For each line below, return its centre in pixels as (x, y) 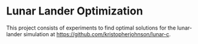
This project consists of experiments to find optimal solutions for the (91, 28)
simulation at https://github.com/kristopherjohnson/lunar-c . (97, 34)
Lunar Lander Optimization (75, 11)
